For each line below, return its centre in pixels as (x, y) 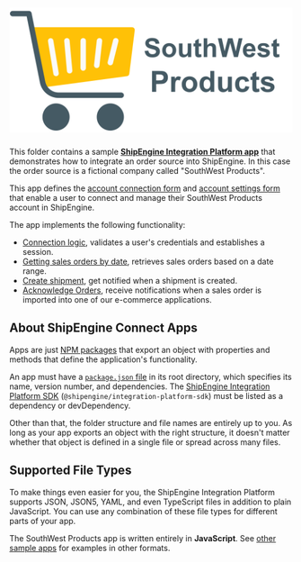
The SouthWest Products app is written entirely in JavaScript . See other (143, 538)
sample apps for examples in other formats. (90, 548)
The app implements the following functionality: (97, 224)
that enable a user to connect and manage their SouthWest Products (136, 197)
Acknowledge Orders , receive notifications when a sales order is (142, 290)
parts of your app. (43, 521)
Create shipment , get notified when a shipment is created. (130, 280)
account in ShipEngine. (52, 207)
